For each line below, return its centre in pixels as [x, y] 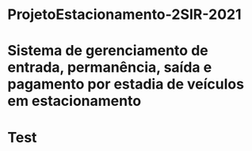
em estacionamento [74, 101]
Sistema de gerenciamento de [108, 51]
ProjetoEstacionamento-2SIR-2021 [124, 15]
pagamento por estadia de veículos [126, 84]
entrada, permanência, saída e [110, 68]
